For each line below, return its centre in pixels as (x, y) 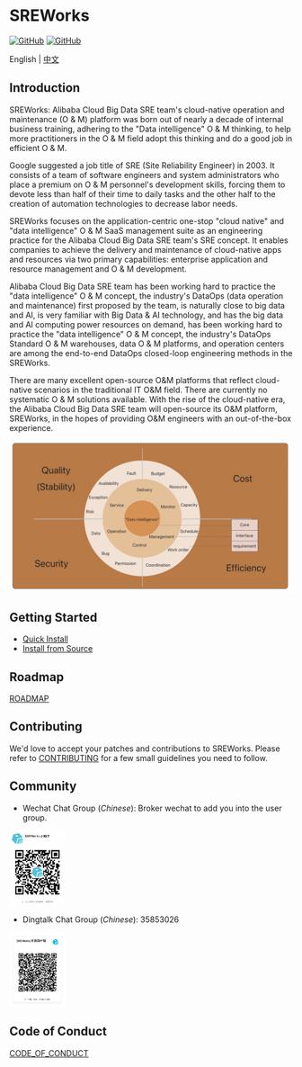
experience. (31, 427)
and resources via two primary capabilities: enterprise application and (138, 259)
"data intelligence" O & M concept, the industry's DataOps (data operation (147, 296)
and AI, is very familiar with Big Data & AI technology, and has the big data (147, 315)
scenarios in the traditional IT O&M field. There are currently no (151, 390)
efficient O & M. (38, 148)
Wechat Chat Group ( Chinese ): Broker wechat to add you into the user (152, 808)
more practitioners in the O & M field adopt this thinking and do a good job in (151, 138)
